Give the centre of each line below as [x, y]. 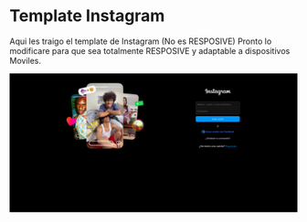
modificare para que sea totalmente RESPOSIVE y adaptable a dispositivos [150, 50]
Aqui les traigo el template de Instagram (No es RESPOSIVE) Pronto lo [141, 41]
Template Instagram [87, 16]
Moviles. [26, 60]
